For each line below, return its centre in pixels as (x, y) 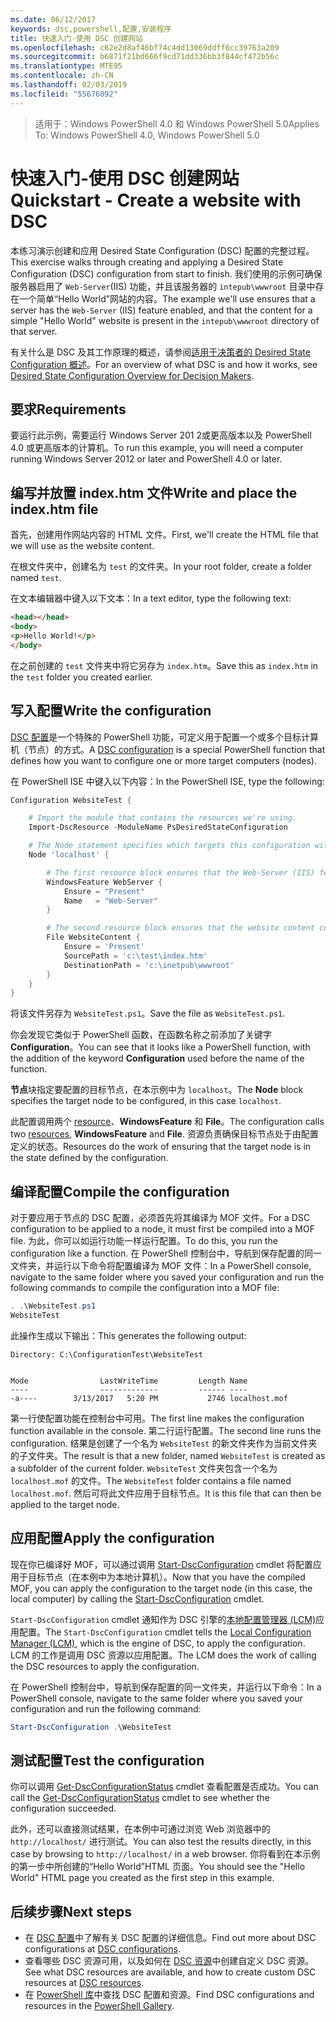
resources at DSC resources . (84, 1983)
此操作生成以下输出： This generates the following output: (128, 1335)
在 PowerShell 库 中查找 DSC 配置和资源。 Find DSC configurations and (169, 1995)
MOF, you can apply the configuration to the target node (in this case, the (161, 1588)
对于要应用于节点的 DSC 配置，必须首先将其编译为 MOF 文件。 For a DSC (160, 1218)
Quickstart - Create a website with (156, 200)
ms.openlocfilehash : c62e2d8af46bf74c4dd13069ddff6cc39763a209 (145, 47)
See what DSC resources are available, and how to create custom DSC (170, 1972)
